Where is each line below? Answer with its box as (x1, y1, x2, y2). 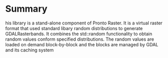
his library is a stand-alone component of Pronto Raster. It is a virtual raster (5, 20, 163, 26)
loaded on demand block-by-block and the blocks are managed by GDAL (5, 41, 159, 47)
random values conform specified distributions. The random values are (5, 36, 154, 42)
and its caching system (5, 47, 54, 53)
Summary (5, 3, 47, 15)
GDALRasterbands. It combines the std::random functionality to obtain (5, 31, 153, 37)
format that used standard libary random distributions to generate (5, 25, 143, 31)
